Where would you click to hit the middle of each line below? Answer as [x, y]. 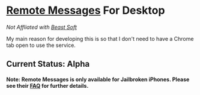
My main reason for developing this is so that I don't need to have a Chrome [100, 38]
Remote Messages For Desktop [86, 11]
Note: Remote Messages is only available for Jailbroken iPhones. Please [98, 79]
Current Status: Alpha [48, 64]
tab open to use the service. [41, 45]
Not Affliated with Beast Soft [41, 27]
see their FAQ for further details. [47, 85]
